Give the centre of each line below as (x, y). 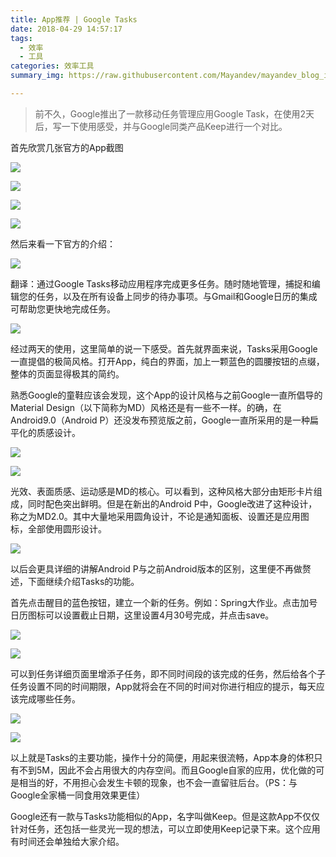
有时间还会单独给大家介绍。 (67, 841)
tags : (21, 38)
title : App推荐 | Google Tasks (74, 19)
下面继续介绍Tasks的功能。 (83, 581)
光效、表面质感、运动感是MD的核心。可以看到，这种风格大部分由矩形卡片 (162, 491)
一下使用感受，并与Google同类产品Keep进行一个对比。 (174, 126)
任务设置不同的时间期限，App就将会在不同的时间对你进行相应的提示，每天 (163, 686)
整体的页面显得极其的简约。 (67, 373)
